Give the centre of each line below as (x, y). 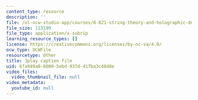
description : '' (26, 17)
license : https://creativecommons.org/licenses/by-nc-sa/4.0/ (84, 45)
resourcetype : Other (32, 55)
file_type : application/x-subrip (47, 34)
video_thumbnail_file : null (46, 77)
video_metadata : (26, 83)
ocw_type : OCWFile (29, 50)
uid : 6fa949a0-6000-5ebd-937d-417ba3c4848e (60, 66)
